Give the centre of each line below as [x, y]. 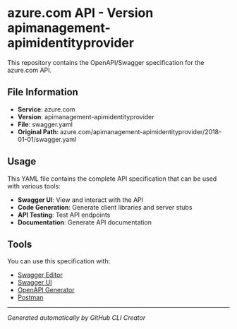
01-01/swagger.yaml [47, 139]
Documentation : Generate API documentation [84, 222]
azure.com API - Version [80, 13]
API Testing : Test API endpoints [64, 215]
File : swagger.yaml [45, 124]
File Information [43, 92]
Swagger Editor [40, 275]
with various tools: [34, 186]
